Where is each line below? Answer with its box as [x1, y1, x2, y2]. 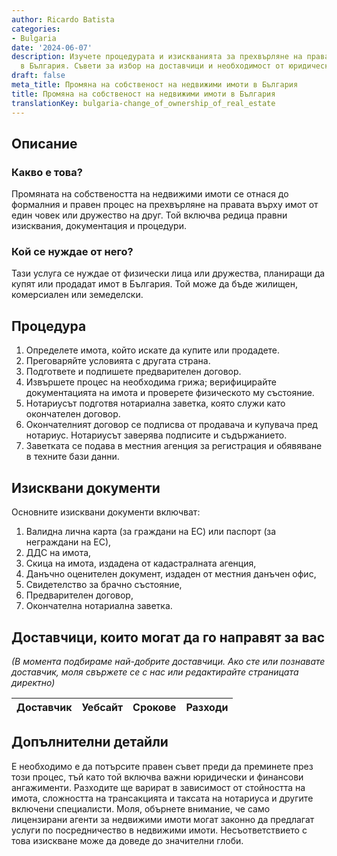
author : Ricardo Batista [11, 14, 115, 25]
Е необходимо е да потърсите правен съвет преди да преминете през [11, 760, 314, 772]
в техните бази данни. [25, 451, 120, 463]
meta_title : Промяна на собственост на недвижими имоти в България [11, 80, 299, 90]
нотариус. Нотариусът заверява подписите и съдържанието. [25, 429, 288, 441]
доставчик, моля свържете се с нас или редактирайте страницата [11, 666, 299, 678]
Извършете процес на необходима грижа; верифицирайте [25, 376, 277, 388]
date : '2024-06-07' [11, 42, 93, 53]
